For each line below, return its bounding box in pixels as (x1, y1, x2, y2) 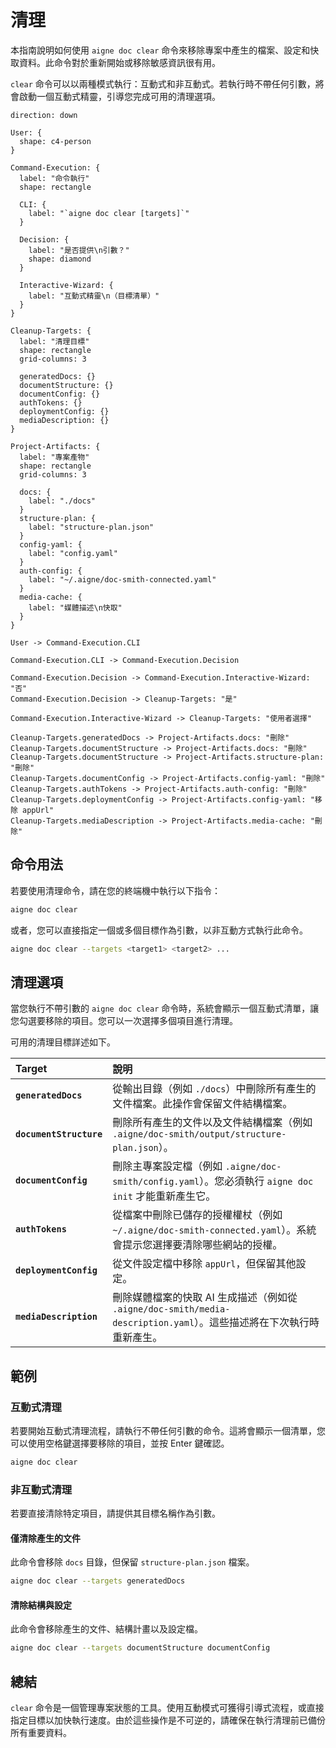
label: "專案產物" (19, 452, 90, 462)
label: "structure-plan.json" (28, 522, 155, 532)
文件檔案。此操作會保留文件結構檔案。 (112, 1097, 293, 1111)
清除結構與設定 (10, 1599, 72, 1611)
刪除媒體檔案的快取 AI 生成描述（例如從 (112, 1291, 298, 1305)
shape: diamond (28, 254, 92, 264)
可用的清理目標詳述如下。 (10, 1036, 116, 1048)
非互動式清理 (10, 1482, 73, 1496)
